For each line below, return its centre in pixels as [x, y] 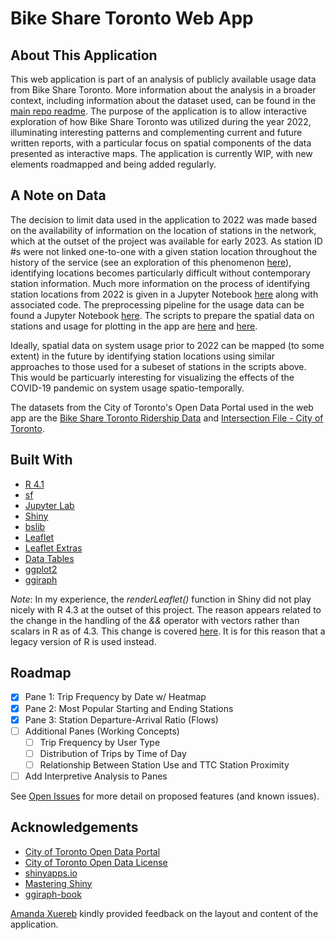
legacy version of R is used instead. [83, 641]
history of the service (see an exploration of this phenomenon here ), [151, 262]
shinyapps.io [51, 873]
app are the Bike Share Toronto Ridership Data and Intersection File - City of [167, 418]
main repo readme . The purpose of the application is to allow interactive [158, 111]
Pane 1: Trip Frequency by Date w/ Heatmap [115, 697]
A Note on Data [58, 195]
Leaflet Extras [53, 548]
